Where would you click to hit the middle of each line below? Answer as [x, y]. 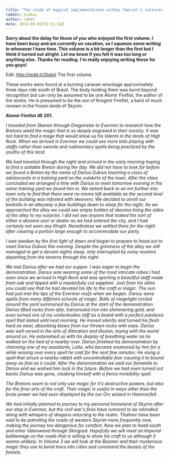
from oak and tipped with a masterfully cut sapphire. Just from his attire [80, 283]
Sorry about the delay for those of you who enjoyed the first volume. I [79, 38]
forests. [14, 452]
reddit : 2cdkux [22, 15]
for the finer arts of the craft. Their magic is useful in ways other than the [81, 389]
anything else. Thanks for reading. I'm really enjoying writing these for [81, 60]
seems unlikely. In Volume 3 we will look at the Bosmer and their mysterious [84, 441]
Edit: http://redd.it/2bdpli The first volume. [49, 75]
